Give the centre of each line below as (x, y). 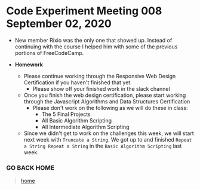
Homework (29, 65)
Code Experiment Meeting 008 (84, 11)
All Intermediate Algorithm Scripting (85, 127)
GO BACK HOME (30, 167)
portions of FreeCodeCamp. (49, 53)
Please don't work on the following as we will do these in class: (110, 108)
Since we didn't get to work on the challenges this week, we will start (109, 133)
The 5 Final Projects (66, 114)
